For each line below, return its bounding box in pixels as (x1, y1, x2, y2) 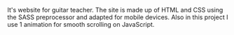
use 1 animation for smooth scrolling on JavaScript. (7, 21, 155, 28)
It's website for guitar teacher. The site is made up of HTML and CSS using (7, 6, 223, 14)
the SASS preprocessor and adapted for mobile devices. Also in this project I (7, 13, 228, 21)
